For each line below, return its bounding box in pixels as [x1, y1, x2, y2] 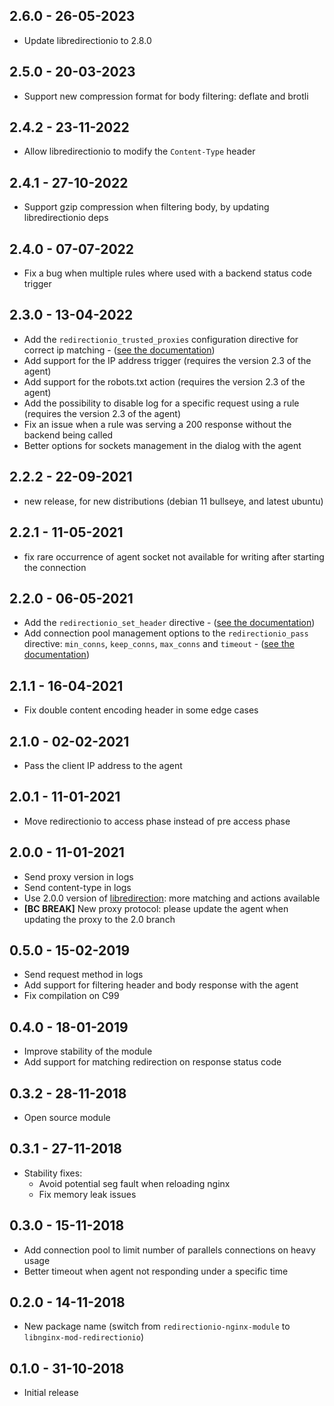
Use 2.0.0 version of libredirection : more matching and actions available [23, 892, 321, 904]
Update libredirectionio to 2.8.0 [23, 34, 152, 46]
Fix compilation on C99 [23, 990, 120, 1002]
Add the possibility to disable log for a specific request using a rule [23, 397, 300, 409]
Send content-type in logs [23, 881, 132, 893]
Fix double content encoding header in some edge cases [23, 704, 259, 716]
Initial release [23, 1387, 79, 1399]
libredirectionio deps [23, 212, 109, 224]
